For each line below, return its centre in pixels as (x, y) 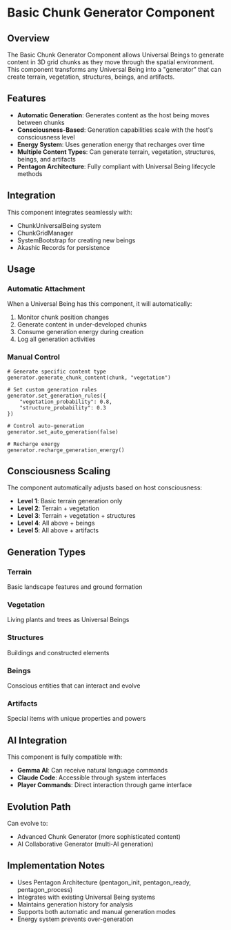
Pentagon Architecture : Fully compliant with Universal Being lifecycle (116, 166)
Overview (29, 38)
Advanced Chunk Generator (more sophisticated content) (99, 836)
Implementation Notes (56, 865)
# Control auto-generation (46, 426)
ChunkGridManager (45, 233)
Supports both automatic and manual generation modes (96, 911)
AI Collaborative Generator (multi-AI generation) (85, 844)
